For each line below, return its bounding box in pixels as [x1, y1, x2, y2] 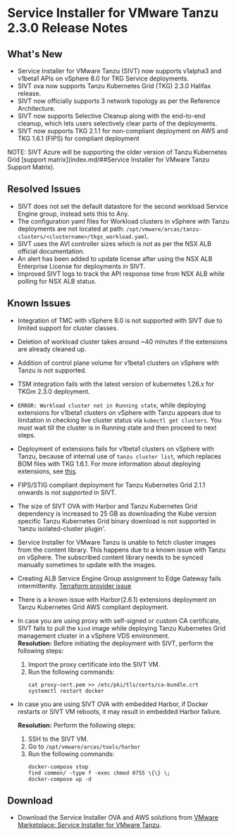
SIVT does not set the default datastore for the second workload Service [17, 202, 229, 210]
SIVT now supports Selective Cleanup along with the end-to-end [17, 111, 206, 120]
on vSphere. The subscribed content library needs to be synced [17, 552, 204, 562]
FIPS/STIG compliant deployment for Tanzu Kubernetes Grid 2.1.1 [17, 480, 206, 489]
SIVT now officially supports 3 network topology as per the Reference [17, 97, 221, 105]
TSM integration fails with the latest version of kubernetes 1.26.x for [17, 380, 215, 388]
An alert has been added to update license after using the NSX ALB [17, 254, 213, 262]
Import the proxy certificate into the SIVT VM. [27, 660, 161, 668]
